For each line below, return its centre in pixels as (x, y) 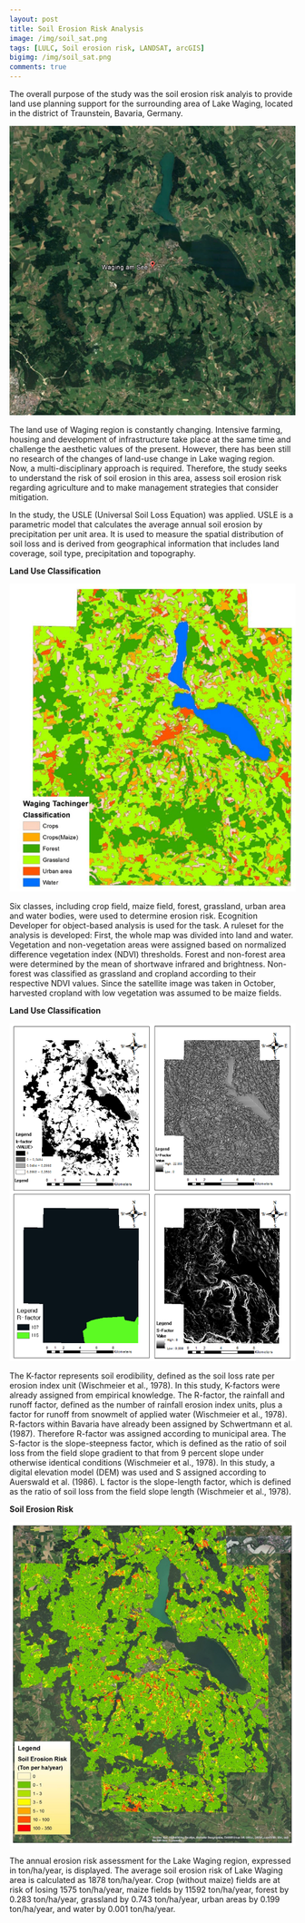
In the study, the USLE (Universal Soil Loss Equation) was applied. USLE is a (151, 515)
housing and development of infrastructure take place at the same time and (150, 439)
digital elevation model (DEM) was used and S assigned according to (138, 1472)
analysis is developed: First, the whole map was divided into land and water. (152, 936)
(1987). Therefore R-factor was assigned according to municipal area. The (148, 1433)
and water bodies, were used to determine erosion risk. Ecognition (134, 916)
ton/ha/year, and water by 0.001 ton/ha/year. (93, 1909)
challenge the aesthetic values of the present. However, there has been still (150, 448)
